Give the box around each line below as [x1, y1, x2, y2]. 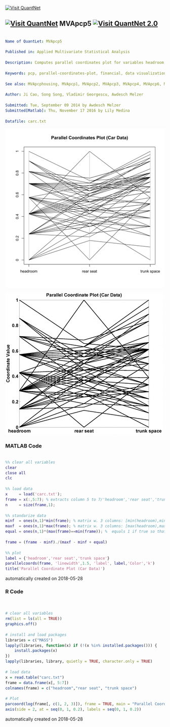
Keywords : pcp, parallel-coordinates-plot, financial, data [5, 71, 135, 76]
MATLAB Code [5, 442, 42, 449]
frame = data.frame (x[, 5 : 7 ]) [5, 680, 69, 685]
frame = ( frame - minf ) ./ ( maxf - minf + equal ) [5, 539, 108, 544]
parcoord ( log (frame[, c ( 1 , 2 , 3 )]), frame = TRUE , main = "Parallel [5, 702, 153, 707]
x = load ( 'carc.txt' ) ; [5, 492, 62, 497]
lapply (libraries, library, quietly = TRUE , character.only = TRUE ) [5, 659, 153, 664]
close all [5, 470, 26, 475]
